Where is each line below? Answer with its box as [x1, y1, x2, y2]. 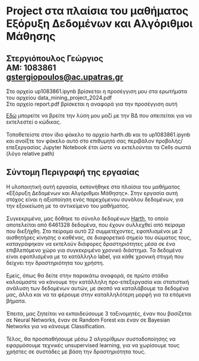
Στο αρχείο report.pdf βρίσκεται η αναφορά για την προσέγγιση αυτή [6, 100, 178, 107]
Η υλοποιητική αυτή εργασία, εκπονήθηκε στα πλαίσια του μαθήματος [6, 183, 181, 190]
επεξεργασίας [6, 144, 42, 150]
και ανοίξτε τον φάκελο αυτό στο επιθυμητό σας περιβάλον [6, 137, 154, 144]
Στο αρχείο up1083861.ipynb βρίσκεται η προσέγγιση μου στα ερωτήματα [6, 88, 188, 95]
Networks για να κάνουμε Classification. [6, 322, 106, 329]
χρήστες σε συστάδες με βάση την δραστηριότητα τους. [6, 348, 146, 355]
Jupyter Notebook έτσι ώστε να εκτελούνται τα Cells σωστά [42, 144, 191, 150]
